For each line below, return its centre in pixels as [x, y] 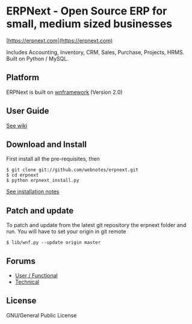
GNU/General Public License [42, 315]
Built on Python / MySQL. [38, 58]
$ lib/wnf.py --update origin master [54, 243]
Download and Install [47, 144]
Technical [27, 282]
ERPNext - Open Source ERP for [87, 11]
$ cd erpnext [23, 175]
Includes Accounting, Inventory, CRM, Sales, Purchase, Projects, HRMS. [95, 52]
